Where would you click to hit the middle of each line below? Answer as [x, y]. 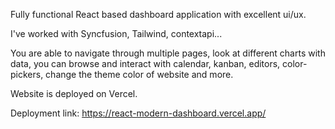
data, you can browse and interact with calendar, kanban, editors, [145, 63]
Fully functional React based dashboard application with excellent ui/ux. [158, 14]
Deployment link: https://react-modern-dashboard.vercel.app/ [138, 113]
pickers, [27, 74]
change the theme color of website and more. [139, 74]
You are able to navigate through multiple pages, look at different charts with [168, 53]
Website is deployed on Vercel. [74, 93]
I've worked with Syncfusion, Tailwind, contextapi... [116, 33]
